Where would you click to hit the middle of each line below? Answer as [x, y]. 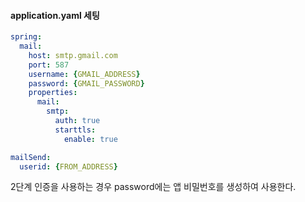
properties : [53, 93]
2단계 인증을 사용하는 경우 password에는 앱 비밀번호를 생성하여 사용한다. [153, 187]
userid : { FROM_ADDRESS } [68, 166]
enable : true [90, 139]
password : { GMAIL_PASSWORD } [86, 83]
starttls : [75, 130]
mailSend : [31, 157]
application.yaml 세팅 [55, 15]
